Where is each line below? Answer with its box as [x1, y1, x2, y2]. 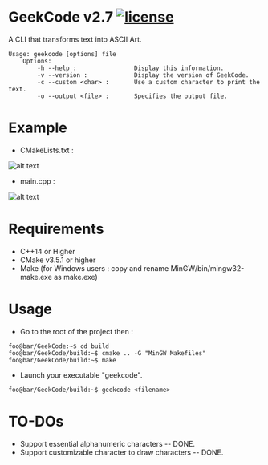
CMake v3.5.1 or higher [19, 255, 96, 265]
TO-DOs [8, 412, 64, 431]
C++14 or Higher [19, 246, 75, 256]
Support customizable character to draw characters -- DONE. [19, 447, 224, 457]
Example [8, 119, 67, 137]
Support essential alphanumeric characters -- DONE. [19, 439, 195, 448]
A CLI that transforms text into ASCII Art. [8, 34, 142, 44]
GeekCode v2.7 [8, 8, 114, 26]
